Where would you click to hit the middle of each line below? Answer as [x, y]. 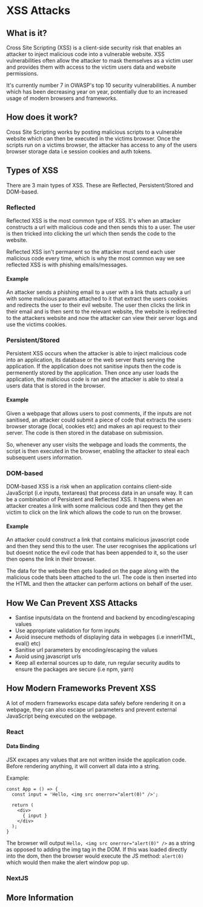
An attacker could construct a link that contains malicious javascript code [98, 540]
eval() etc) [28, 643]
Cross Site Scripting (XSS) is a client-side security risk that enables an [94, 47]
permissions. [22, 73]
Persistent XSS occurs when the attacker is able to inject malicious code [96, 353]
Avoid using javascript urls [48, 656]
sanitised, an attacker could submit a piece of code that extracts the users [99, 420]
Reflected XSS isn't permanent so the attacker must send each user [91, 252]
